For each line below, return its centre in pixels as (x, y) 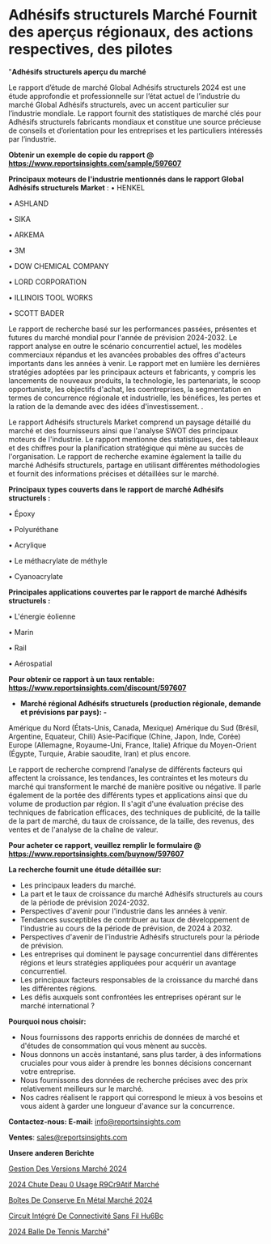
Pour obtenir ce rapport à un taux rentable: (82, 679)
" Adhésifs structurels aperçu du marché (78, 71)
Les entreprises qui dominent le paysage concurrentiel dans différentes (139, 954)
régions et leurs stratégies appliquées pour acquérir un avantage (128, 962)
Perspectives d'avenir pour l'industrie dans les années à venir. (124, 911)
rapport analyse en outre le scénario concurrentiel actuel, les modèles (125, 346)
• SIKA (19, 219)
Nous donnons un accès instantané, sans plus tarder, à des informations (140, 1054)
